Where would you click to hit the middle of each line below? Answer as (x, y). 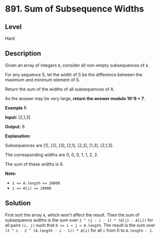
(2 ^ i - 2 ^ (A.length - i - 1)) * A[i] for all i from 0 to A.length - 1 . (79, 230)
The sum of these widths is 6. (35, 164)
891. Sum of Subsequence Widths (74, 9)
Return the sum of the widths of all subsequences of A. (60, 89)
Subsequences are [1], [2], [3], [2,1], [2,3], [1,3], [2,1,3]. (59, 145)
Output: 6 (15, 126)
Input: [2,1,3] (18, 117)
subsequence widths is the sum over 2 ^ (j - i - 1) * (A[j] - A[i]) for (79, 220)
